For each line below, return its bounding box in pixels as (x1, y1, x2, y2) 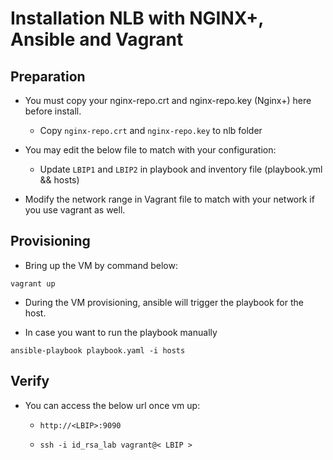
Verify (10, 373, 50, 390)
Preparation (10, 68, 86, 85)
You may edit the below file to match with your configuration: (24, 144, 277, 156)
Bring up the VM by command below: (24, 259, 178, 271)
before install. (24, 105, 82, 117)
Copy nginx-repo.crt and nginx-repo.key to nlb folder (39, 125, 263, 136)
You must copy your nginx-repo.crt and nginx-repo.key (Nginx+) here (24, 95, 312, 106)
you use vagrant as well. (24, 204, 126, 216)
